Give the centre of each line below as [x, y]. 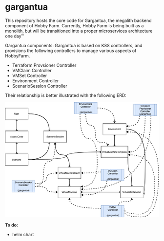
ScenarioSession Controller [40, 86]
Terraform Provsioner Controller [44, 65]
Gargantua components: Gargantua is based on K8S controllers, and [74, 45]
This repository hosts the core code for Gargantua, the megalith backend [78, 20]
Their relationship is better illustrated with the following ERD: [66, 95]
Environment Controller [35, 81]
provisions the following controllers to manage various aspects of [71, 51]
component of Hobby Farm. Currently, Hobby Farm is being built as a [74, 25]
